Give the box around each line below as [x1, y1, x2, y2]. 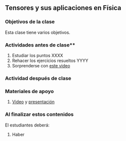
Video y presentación [12, 99, 55, 105]
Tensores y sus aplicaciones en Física [5, 4, 122, 12]
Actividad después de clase [5, 75, 71, 81]
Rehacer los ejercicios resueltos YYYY [12, 58, 88, 63]
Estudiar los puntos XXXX [12, 52, 64, 58]
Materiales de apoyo [5, 88, 54, 94]
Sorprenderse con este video [12, 63, 70, 68]
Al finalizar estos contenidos [5, 111, 74, 118]
